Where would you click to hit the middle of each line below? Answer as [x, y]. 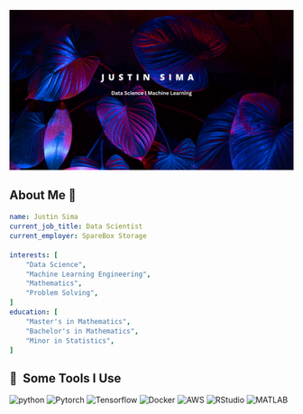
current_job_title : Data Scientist [76, 226]
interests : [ [34, 255]
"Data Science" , [56, 264]
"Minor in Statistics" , [70, 340]
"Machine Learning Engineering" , [88, 274]
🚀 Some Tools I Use [65, 378]
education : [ [34, 312]
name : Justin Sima [44, 217]
